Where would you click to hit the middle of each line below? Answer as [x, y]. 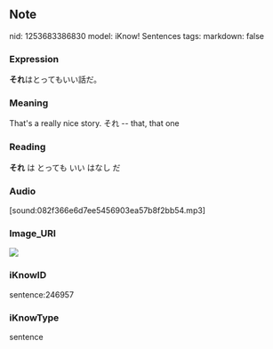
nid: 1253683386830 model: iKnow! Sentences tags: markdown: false [137, 36]
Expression [34, 59]
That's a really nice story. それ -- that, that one [94, 123]
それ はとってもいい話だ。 [56, 80]
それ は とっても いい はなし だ [65, 167]
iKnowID [28, 275]
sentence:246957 [41, 294]
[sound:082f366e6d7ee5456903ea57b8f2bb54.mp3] [108, 210]
